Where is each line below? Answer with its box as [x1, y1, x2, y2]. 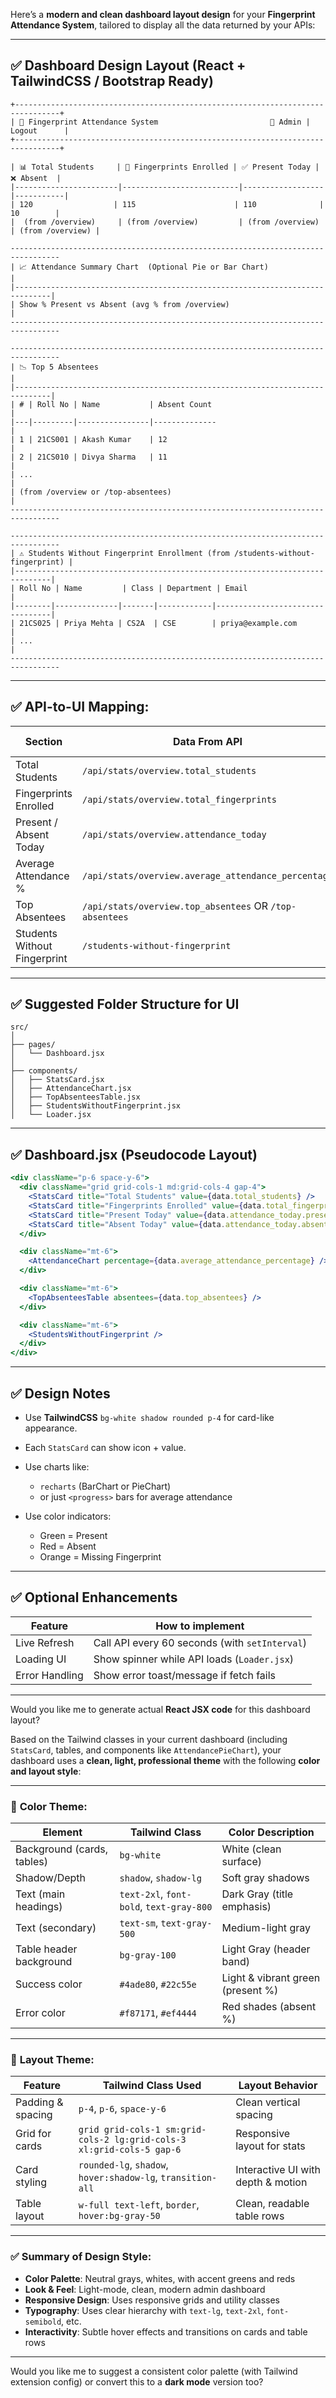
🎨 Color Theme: [10, 1799, 88, 1813]
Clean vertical [235, 2095, 301, 2109]
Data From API [172, 734, 243, 748]
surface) [221, 1855, 263, 1869]
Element [42, 1825, 83, 1839]
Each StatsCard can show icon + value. [24, 1441, 187, 1453]
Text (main [15, 1887, 66, 1901]
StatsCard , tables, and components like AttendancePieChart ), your [10, 1744, 282, 1756]
